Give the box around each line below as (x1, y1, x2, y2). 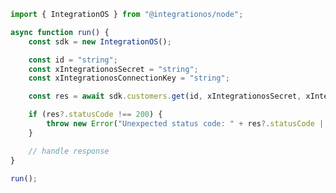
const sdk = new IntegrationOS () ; (28, 36, 172, 47)
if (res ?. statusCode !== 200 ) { (28, 110, 163, 120)
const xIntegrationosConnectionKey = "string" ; (28, 73, 230, 84)
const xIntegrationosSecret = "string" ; (28, 64, 199, 74)
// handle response (28, 146, 110, 156)
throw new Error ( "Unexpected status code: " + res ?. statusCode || (46, 119, 329, 129)
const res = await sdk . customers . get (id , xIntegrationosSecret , (28, 91, 302, 102)
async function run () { (10, 27, 110, 37)
